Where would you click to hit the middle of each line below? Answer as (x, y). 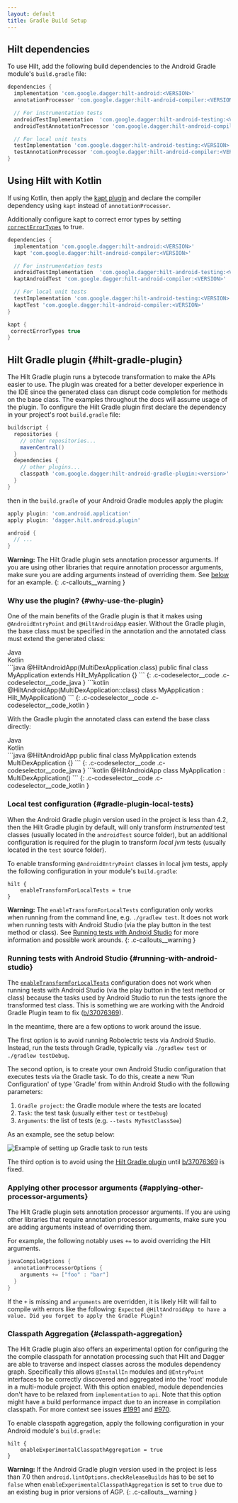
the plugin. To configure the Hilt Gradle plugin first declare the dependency (117, 407)
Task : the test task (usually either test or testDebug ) (93, 1113)
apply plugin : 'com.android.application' (69, 513)
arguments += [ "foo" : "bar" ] (65, 1275)
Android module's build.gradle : (54, 1431)
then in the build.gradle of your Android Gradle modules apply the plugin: (116, 501)
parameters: (25, 1092)
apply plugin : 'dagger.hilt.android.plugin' (74, 520)
